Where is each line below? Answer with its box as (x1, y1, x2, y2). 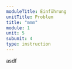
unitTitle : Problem (6, 14, 54, 20)
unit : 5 (6, 30, 25, 36)
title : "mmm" (6, 19, 38, 25)
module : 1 (6, 25, 30, 31)
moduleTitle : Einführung (6, 8, 67, 15)
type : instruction (6, 42, 51, 47)
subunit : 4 (6, 36, 33, 42)
